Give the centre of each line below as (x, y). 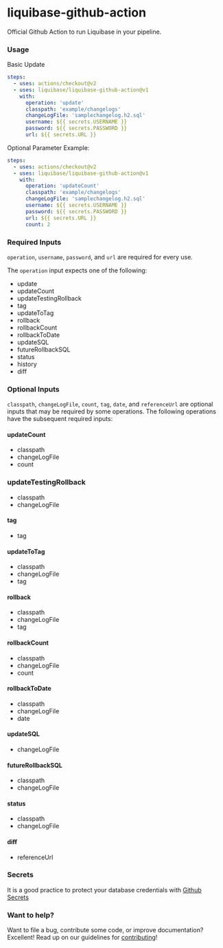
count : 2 (38, 224)
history (27, 364)
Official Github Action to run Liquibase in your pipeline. (84, 32)
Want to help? (31, 915)
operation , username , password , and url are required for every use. (100, 257)
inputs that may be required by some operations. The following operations (112, 411)
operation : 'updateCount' (62, 186)
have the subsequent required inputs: (60, 419)
